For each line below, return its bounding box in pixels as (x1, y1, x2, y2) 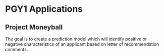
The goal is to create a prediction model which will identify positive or (5, 36, 147, 42)
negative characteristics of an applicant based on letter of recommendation (5, 41, 160, 47)
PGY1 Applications (5, 3, 83, 15)
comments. (5, 47, 28, 52)
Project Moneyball (5, 23, 63, 31)
